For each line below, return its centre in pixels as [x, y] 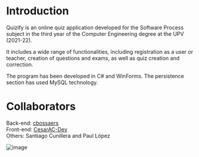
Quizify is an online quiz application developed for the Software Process [95, 27]
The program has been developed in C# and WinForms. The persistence [95, 76]
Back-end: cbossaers [32, 123]
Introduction [38, 11]
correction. [20, 64]
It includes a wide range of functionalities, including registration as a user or [99, 51]
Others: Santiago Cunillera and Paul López [58, 136]
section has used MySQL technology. [52, 82]
